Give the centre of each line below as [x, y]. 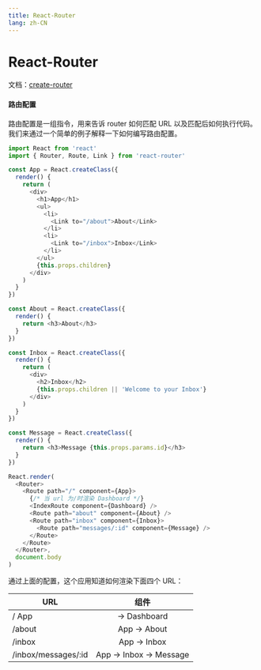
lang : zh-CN [28, 23]
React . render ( [32, 476]
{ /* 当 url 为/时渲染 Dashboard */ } [87, 499]
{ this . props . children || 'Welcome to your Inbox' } [122, 389]
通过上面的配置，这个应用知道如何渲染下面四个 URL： [96, 581]
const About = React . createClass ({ [67, 309]
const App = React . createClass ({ [63, 170]
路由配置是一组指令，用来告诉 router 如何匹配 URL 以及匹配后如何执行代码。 [132, 123]
